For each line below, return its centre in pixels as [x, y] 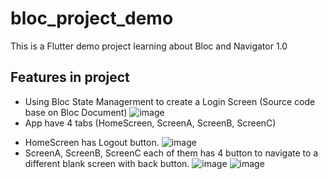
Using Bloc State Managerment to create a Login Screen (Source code [170, 101]
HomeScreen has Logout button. [92, 142]
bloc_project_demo [92, 18]
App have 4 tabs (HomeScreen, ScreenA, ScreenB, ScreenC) [150, 123]
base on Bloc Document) [76, 112]
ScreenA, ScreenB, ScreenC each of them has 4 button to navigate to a [171, 153]
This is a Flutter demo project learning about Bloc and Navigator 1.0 [149, 46]
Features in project [70, 77]
